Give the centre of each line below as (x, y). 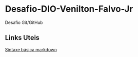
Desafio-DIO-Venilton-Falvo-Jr (69, 9)
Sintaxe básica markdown (31, 49)
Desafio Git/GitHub (24, 22)
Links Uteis (22, 38)
